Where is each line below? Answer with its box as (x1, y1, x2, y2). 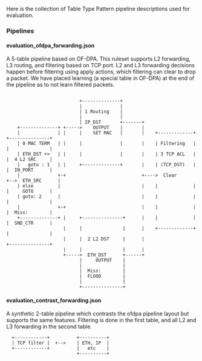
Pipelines (6, 27, 34, 35)
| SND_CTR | (6, 220, 53, 226)
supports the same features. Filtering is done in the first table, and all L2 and (6, 317, 197, 324)
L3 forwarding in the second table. (6, 323, 93, 330)
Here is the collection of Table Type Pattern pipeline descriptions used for (6, 5, 191, 12)
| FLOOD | (79, 273, 126, 280)
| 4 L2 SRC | (6, 157, 53, 163)
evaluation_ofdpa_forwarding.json (6, 42, 95, 49)
